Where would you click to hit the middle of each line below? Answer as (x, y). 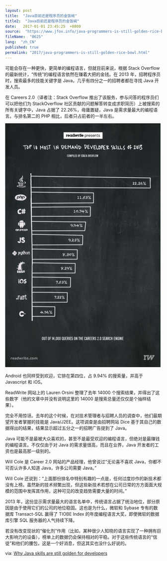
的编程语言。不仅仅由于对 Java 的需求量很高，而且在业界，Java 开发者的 (80, 445)
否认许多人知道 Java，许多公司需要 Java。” (53, 468)
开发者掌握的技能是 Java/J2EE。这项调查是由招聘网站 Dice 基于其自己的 (83, 421)
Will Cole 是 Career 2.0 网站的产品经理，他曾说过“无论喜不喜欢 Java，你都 (81, 461)
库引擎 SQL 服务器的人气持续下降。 (41, 520)
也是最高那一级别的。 (31, 451)
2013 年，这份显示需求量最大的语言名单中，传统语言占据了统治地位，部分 (80, 501)
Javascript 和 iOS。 (25, 382)
